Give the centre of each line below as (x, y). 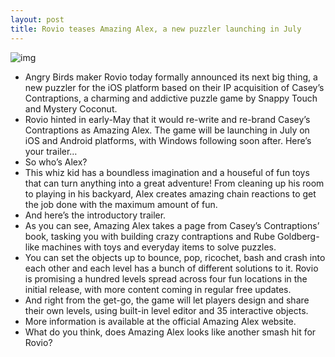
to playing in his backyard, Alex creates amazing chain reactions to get (170, 193)
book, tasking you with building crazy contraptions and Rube (150, 236)
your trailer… (51, 151)
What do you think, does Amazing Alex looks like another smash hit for (170, 332)
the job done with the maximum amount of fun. (121, 204)
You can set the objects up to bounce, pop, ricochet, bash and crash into (175, 257)
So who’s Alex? (56, 162)
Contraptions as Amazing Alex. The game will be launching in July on (167, 130)
